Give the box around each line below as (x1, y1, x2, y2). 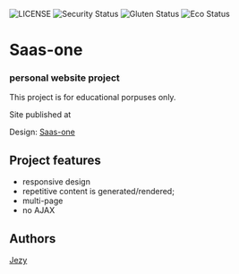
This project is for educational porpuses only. (9, 92, 176, 103)
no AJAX (21, 205, 55, 216)
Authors (9, 231, 56, 246)
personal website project (9, 72, 121, 84)
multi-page (21, 195, 64, 206)
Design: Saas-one (9, 126, 76, 138)
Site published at (9, 109, 72, 120)
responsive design (21, 176, 91, 187)
